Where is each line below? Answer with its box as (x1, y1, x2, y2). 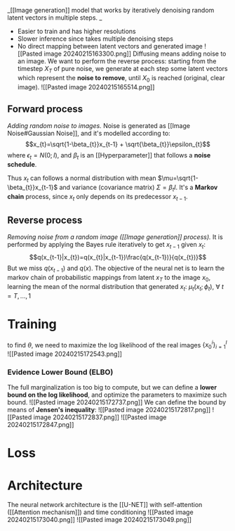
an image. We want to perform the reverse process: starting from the (17, 57, 217, 65)
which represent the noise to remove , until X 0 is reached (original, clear (17, 73, 226, 84)
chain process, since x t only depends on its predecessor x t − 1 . (7, 192, 188, 203)
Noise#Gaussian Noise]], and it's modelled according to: (7, 129, 170, 138)
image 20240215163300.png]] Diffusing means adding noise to (43, 49, 227, 58)
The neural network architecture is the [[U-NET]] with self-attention (7, 501, 203, 509)
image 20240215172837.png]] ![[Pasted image (33, 413, 167, 421)
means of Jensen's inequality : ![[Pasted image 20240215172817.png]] (7, 406, 211, 414)
